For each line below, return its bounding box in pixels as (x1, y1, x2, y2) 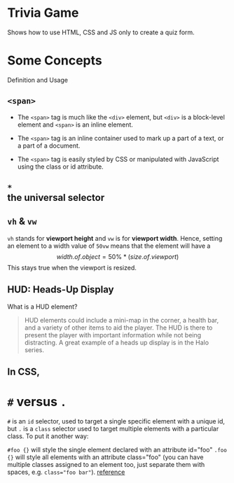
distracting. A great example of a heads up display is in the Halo (24, 338, 209, 346)
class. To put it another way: (7, 432, 89, 440)
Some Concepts (7, 52, 103, 69)
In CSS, (7, 366, 40, 378)
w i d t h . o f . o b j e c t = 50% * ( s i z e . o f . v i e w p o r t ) (56, 252, 179, 260)
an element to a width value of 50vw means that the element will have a (7, 241, 211, 250)
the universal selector (7, 192, 105, 204)
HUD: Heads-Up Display (7, 283, 114, 295)
